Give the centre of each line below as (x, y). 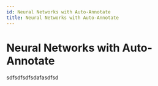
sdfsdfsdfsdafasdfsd (32, 77)
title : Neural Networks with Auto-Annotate (63, 18)
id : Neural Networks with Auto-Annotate (59, 12)
